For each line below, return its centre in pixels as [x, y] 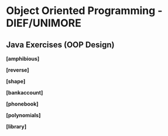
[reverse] [18, 70]
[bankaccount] [25, 93]
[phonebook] [23, 104]
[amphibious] [23, 59]
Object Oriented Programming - [84, 11]
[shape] [16, 81]
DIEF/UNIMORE [44, 23]
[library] [16, 126]
